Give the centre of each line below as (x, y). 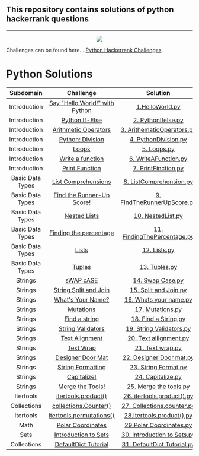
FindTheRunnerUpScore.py (158, 202)
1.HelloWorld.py (158, 106)
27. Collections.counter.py (158, 406)
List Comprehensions (82, 182)
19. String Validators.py (158, 328)
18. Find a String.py (158, 319)
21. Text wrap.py (158, 348)
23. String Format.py (158, 367)
